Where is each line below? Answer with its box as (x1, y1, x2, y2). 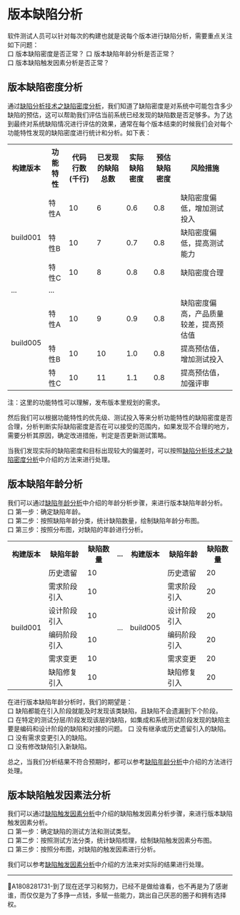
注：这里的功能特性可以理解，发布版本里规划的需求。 (7, 398, 164, 406)
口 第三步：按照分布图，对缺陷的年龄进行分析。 (7, 525, 147, 534)
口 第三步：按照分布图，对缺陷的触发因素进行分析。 (7, 845, 159, 854)
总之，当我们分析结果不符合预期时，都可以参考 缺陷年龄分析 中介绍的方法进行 (7, 757, 233, 766)
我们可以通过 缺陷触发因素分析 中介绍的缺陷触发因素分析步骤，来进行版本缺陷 (7, 809, 233, 818)
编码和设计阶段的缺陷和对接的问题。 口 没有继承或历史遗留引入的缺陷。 (19, 724, 230, 733)
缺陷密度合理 (181, 267, 224, 277)
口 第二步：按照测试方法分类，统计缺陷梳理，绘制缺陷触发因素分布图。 (7, 836, 216, 845)
